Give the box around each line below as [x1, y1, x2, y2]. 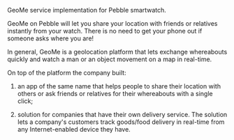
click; [17, 97, 34, 105]
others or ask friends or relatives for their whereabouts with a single [17, 90, 213, 98]
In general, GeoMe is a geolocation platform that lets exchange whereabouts [7, 48, 228, 56]
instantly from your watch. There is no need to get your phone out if [7, 27, 203, 35]
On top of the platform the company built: [7, 69, 127, 77]
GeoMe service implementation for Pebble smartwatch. [7, 6, 166, 14]
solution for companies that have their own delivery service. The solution [17, 111, 228, 118]
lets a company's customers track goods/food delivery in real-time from [17, 118, 225, 126]
